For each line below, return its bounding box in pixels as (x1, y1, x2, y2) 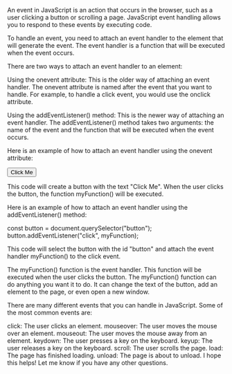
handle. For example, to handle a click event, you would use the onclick (7, 90, 211, 98)
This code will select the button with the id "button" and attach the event (7, 245, 215, 253)
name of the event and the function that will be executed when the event (7, 126, 215, 134)
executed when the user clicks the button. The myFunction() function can (7, 273, 217, 281)
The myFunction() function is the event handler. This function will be (7, 266, 202, 274)
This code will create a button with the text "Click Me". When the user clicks (7, 183, 224, 190)
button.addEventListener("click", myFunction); (7, 231, 139, 240)
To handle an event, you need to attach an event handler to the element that (7, 34, 224, 42)
